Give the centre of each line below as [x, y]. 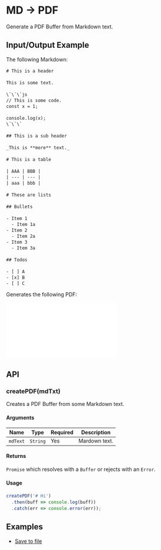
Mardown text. [96, 441]
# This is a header [30, 71]
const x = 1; [22, 106]
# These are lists [29, 195]
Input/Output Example [48, 45]
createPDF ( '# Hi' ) [29, 496]
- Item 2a [23, 236]
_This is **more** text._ [38, 148]
